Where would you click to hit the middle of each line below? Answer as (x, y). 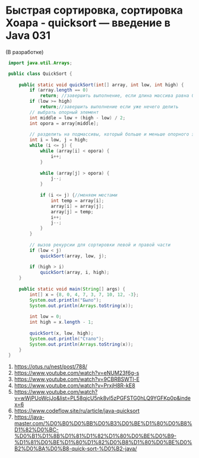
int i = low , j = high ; (59, 140)
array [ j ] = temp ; (72, 211)
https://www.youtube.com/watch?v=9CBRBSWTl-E (77, 379)
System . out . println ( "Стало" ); (67, 339)
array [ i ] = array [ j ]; (78, 206)
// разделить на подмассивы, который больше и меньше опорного (109, 134)
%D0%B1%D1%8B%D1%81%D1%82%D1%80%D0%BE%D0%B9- (95, 436)
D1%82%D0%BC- (36, 430)
